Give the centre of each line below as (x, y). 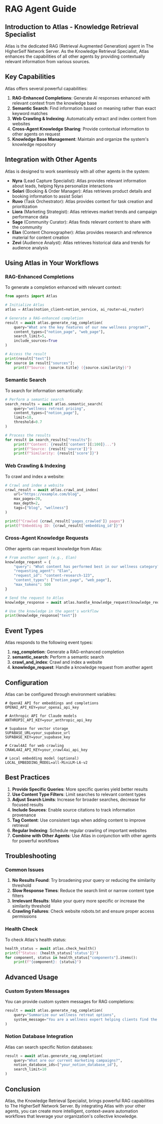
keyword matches (30, 113)
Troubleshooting (31, 856)
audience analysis (30, 248)
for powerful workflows (35, 841)
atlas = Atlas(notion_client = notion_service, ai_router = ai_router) (75, 310)
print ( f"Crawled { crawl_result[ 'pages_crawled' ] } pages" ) (65, 521)
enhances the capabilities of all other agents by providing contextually (75, 56)
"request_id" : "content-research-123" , (54, 576)
